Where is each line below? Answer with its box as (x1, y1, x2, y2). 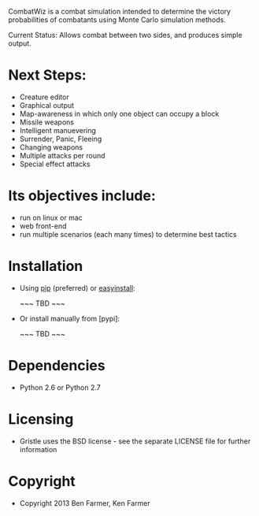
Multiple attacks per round (19, 150, 105, 160)
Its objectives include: (8, 187, 156, 205)
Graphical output (19, 100, 75, 110)
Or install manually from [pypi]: (19, 314, 120, 323)
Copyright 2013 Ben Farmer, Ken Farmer (19, 498, 151, 507)
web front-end (19, 221, 67, 231)
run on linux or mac (19, 213, 83, 222)
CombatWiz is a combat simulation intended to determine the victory (8, 7, 231, 16)
